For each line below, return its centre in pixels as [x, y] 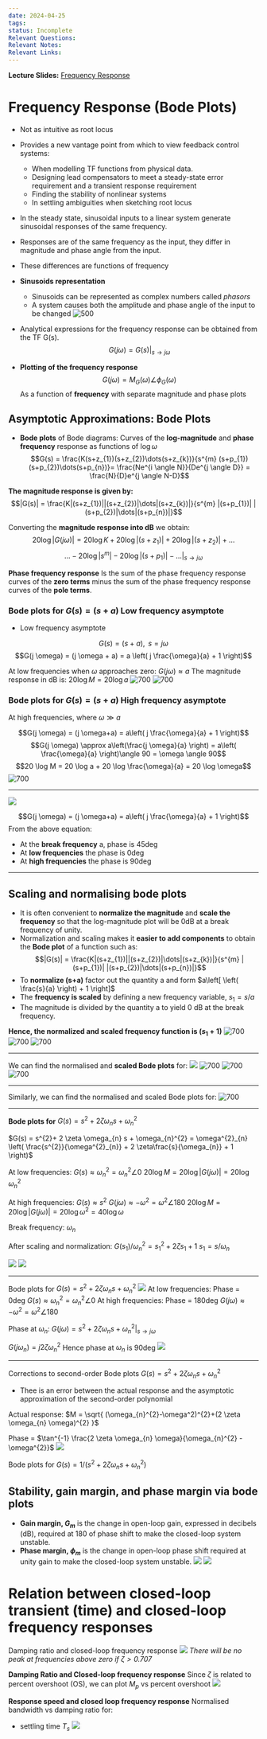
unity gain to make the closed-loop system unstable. [106, 1562]
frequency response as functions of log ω [88, 446]
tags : [17, 23]
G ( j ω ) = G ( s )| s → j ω [139, 351]
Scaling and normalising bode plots [97, 893]
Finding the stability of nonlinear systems [99, 194]
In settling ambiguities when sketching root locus [112, 202]
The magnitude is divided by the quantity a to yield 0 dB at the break [132, 1007]
